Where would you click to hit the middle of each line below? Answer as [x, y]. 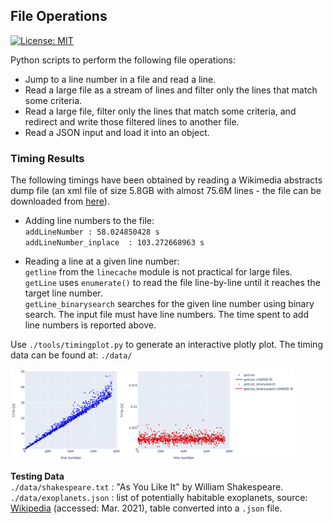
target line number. [63, 293]
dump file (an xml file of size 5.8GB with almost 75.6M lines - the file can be [166, 191]
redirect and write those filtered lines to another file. [132, 121]
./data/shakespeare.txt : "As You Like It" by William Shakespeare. [147, 486]
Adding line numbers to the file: [89, 221]
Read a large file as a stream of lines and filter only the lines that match [171, 90]
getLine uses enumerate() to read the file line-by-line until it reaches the [172, 283]
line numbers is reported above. [90, 325]
